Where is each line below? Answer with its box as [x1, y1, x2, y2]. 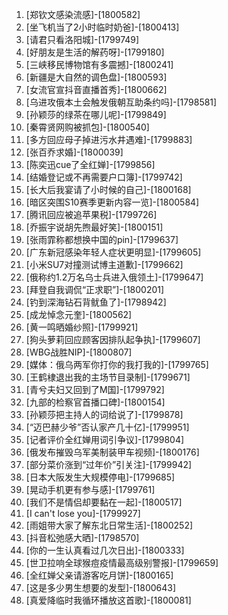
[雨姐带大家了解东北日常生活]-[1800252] [25, 519, 194, 531]
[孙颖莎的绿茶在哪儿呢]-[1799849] [25, 109, 167, 120]
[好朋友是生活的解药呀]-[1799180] [25, 46, 165, 58]
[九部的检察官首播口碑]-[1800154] [25, 396, 166, 408]
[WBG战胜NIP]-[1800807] [25, 346, 133, 358]
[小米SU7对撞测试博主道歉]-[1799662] [25, 259, 184, 270]
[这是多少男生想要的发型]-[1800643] [25, 582, 177, 593]
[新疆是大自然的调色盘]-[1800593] [25, 71, 168, 83]
